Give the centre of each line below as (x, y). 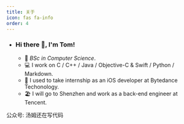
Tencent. (36, 102)
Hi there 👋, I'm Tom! (45, 45)
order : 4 (17, 23)
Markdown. (39, 73)
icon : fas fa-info (30, 18)
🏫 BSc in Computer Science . (60, 58)
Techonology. (42, 87)
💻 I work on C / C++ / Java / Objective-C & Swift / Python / (99, 65)
